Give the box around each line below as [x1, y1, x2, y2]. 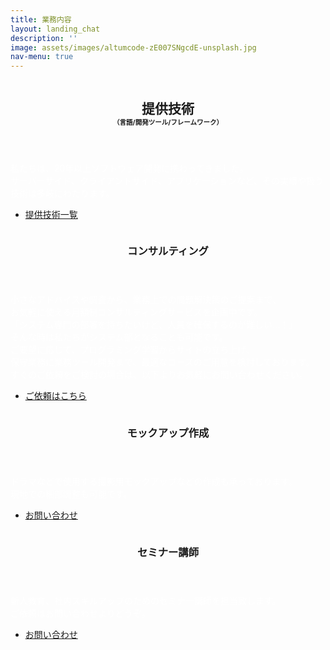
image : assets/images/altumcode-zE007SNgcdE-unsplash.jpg [10, 42, 257, 53]
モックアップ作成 [126, 426, 210, 440]
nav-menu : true [10, 52, 74, 62]
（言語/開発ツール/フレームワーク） [113, 117, 223, 127]
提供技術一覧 [24, 208, 78, 220]
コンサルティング [127, 244, 209, 258]
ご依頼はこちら [24, 390, 87, 402]
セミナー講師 [136, 546, 200, 560]
